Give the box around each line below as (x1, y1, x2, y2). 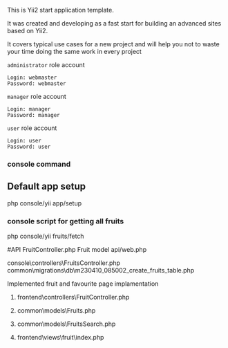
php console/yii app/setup (7, 199, 82, 207)
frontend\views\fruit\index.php (17, 333, 104, 342)
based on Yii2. (7, 27, 48, 35)
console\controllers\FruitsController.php (7, 259, 121, 267)
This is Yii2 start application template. (7, 6, 114, 14)
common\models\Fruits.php (17, 306, 96, 315)
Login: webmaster (7, 74, 57, 81)
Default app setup (7, 181, 86, 192)
